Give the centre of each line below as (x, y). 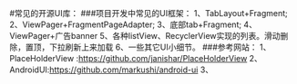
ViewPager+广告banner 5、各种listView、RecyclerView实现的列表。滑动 (145, 36)
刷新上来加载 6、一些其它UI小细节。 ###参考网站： (161, 47)
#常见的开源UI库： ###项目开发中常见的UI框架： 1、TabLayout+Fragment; (149, 13)
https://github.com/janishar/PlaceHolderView (163, 58)
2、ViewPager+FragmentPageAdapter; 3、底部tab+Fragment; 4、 (133, 24)
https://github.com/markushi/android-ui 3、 (132, 70)
